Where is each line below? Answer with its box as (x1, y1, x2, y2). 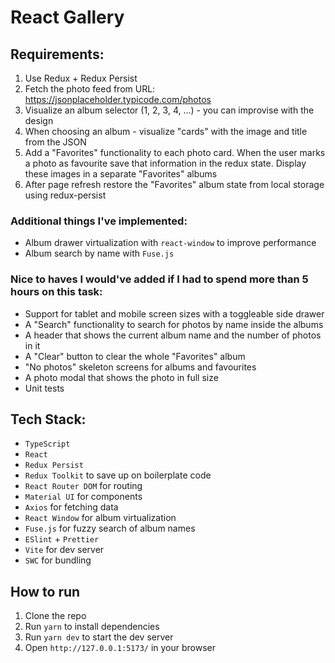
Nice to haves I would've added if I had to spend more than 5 (10, 272, 309, 286)
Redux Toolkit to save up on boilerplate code (24, 469, 212, 481)
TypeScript (24, 439, 71, 450)
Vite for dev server (24, 544, 105, 556)
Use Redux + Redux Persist (24, 72, 138, 84)
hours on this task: (10, 285, 103, 299)
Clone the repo (24, 610, 87, 622)
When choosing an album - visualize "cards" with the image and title (24, 126, 308, 137)
